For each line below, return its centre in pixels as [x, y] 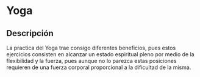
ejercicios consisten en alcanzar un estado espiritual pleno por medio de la [100, 54]
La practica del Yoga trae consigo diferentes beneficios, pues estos [91, 48]
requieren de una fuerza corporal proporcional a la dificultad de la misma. [99, 67]
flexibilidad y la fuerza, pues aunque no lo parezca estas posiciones [91, 61]
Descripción [30, 33]
